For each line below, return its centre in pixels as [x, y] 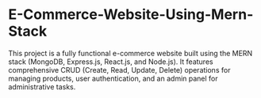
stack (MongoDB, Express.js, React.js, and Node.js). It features [111, 62]
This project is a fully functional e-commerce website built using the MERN [130, 53]
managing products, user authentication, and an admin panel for [113, 78]
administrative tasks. [42, 87]
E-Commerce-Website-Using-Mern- [131, 15]
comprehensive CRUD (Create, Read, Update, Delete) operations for [119, 70]
